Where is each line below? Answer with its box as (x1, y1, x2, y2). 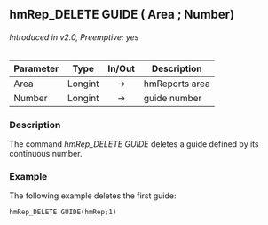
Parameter (13, 62, 59, 75)
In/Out (107, 62, 136, 75)
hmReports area (143, 77, 210, 90)
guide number (143, 92, 202, 104)
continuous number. (9, 148, 83, 158)
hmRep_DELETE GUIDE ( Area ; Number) (9, 7, 235, 22)
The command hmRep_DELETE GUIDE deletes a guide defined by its (9, 138, 259, 149)
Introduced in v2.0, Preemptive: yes (9, 31, 139, 43)
